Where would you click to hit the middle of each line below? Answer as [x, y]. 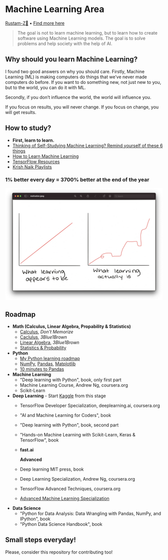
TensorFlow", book [39, 440]
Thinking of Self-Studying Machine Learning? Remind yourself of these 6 [87, 145]
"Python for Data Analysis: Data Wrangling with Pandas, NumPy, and [90, 514]
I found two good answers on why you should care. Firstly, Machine [75, 71]
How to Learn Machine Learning [45, 156]
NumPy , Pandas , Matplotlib [48, 364]
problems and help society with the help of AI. [65, 43]
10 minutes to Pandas [42, 369]
